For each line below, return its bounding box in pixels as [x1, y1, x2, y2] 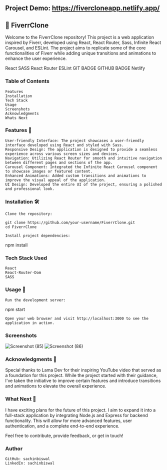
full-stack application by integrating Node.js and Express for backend [5, 412, 148, 418]
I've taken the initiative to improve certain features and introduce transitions [5, 377, 161, 384]
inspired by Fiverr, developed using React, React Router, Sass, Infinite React [5, 39, 161, 45]
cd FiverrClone [5, 224, 37, 229]
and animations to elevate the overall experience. [5, 383, 106, 389]
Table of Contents [5, 77, 50, 84]
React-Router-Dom [5, 270, 41, 275]
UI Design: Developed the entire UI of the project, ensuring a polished [5, 182, 162, 187]
